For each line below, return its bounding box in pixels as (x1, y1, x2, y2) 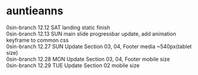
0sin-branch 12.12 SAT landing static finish (6, 24, 110, 31)
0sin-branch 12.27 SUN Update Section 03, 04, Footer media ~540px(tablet (6, 43, 192, 50)
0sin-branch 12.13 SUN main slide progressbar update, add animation (6, 30, 177, 37)
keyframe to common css (6, 36, 69, 43)
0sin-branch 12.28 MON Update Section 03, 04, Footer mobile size (6, 55, 170, 62)
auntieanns (6, 4, 64, 18)
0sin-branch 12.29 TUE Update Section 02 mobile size (6, 61, 140, 69)
